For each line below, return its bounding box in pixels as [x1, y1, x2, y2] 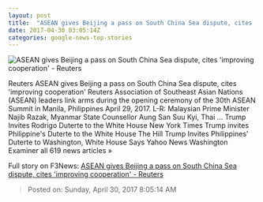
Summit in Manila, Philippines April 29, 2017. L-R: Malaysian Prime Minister [8, 104, 250, 114]
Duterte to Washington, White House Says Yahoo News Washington [8, 137, 228, 147]
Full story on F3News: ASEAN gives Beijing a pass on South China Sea [8, 161, 237, 170]
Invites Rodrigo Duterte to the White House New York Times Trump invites [8, 121, 250, 130]
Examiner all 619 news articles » [8, 146, 113, 155]
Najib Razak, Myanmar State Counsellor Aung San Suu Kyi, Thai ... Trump [8, 112, 246, 122]
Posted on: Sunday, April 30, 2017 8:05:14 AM [27, 185, 177, 194]
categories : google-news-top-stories [8, 33, 133, 42]
